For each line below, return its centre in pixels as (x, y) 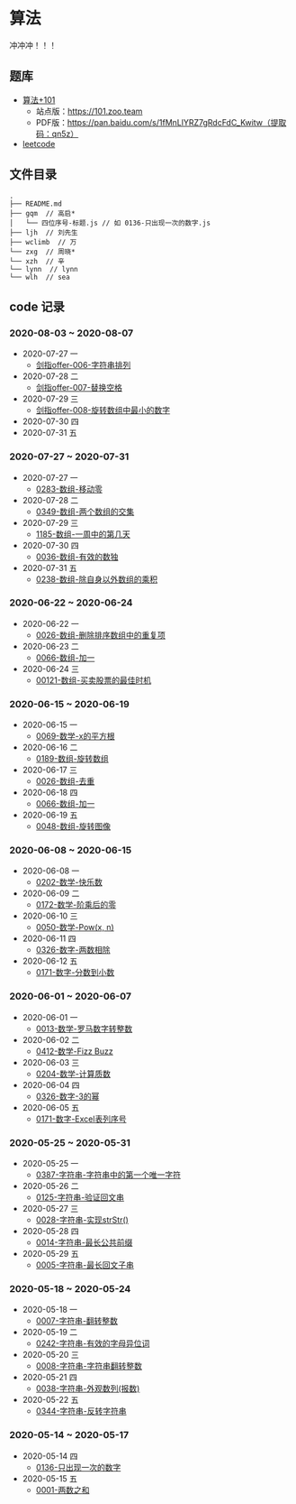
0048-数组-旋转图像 (73, 826)
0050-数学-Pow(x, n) (75, 927)
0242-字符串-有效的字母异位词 (93, 1343)
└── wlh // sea (40, 277)
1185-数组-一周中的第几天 (83, 534)
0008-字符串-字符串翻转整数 (89, 1366)
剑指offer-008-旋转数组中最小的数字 (103, 411)
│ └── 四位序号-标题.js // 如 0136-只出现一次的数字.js (110, 223)
